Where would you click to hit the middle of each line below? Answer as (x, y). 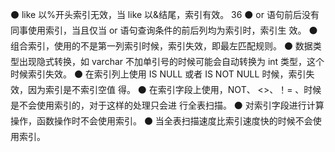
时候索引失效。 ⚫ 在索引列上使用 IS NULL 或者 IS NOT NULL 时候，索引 (158, 74)
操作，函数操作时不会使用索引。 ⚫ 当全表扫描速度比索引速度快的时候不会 (161, 121)
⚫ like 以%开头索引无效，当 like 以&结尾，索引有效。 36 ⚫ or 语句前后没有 (165, 14)
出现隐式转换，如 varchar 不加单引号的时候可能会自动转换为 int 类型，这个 (171, 61)
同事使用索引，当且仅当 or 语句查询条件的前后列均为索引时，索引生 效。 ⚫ (164, 30)
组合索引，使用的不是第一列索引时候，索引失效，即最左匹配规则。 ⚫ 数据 (161, 46)
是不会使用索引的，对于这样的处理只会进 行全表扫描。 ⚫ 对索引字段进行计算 (167, 105)
